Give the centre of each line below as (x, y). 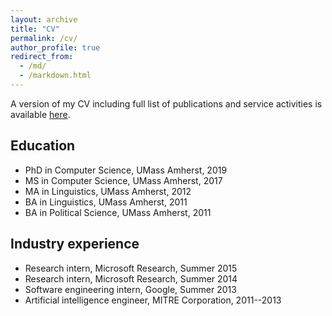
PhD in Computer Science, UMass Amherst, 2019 (126, 170)
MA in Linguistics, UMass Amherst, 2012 (108, 191)
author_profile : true (55, 47)
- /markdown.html (55, 76)
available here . (40, 114)
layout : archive (44, 19)
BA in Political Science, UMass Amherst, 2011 (118, 212)
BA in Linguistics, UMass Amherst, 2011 (106, 202)
